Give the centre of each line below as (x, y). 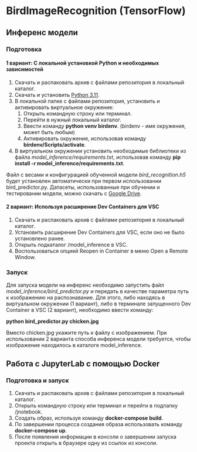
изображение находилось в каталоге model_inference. (74, 345)
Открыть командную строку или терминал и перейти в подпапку (96, 405)
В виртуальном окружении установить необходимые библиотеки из (100, 151)
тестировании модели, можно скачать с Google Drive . (74, 193)
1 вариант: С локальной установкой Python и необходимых (83, 63)
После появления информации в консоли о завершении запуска (96, 436)
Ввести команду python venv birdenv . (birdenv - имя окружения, (105, 126)
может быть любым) (49, 132)
